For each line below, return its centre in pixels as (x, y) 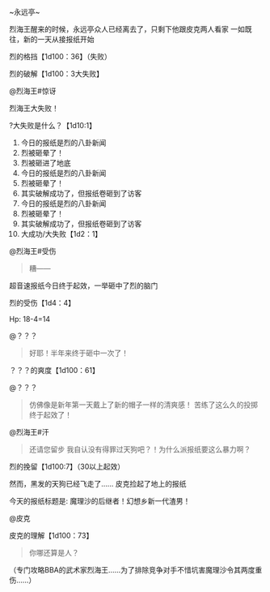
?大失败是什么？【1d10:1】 (53, 125)
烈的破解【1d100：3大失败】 (57, 74)
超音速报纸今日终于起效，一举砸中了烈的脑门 (84, 285)
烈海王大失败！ (34, 108)
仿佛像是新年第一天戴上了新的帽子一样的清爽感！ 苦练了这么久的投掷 (143, 405)
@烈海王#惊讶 (33, 91)
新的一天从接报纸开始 (59, 39)
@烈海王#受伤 (33, 251)
